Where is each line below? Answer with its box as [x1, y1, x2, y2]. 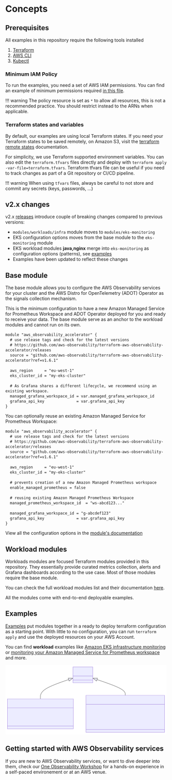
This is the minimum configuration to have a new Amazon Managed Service [5, 306, 165, 312]
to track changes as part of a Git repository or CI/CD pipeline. [5, 170, 135, 176]
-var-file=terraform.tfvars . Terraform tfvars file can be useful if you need [5, 164, 165, 170]
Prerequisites [5, 24, 49, 32]
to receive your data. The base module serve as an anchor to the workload [5, 316, 163, 322]
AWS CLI [12, 52, 32, 58]
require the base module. [5, 575, 58, 581]
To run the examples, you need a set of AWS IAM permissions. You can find [5, 82, 165, 89]
